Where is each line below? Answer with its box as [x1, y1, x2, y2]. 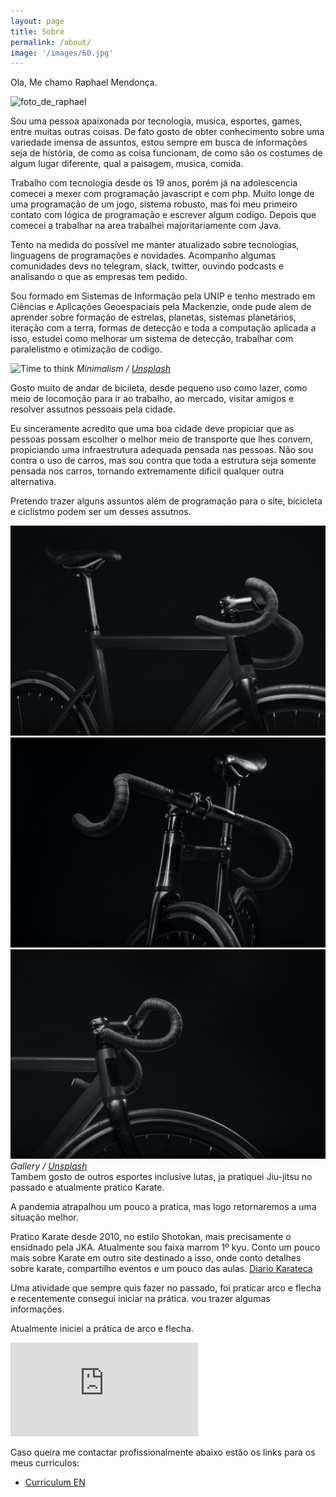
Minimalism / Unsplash [76, 363, 171, 375]
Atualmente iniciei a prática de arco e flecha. [10, 1323, 194, 1335]
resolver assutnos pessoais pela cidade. [10, 403, 177, 415]
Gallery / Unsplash [10, 1160, 88, 1172]
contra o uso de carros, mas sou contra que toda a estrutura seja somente [10, 455, 317, 467]
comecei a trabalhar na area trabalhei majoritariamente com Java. [10, 220, 282, 232]
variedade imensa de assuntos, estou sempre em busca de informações [10, 136, 308, 149]
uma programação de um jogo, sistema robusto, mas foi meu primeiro [10, 198, 298, 210]
